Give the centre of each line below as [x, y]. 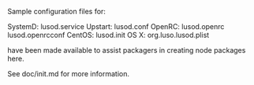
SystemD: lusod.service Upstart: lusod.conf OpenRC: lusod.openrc [116, 26]
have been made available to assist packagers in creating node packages [127, 50]
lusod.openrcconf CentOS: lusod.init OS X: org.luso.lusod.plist [108, 35]
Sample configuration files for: [56, 11]
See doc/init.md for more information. [68, 74]
